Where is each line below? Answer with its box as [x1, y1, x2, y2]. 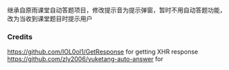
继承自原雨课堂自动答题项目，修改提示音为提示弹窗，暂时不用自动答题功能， [7, 6, 226, 14]
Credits [7, 32, 33, 41]
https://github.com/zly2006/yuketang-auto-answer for [7, 55, 164, 63]
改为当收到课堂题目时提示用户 [7, 14, 92, 23]
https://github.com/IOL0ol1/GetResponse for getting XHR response [7, 47, 198, 56]
